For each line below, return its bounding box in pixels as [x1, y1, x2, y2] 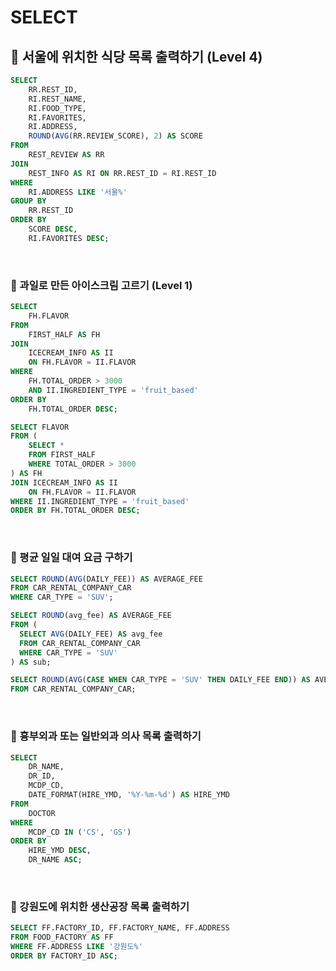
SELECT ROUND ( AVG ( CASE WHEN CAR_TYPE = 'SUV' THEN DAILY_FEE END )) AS [10, 675, 311, 685]
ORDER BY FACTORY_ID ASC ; [10, 951, 118, 961]
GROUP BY [10, 196, 47, 206]
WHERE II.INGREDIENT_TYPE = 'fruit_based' [10, 496, 190, 506]
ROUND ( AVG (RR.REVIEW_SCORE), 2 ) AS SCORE [28, 131, 203, 141]
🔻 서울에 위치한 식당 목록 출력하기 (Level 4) [10, 48, 263, 65]
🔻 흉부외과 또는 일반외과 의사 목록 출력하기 [10, 729, 202, 743]
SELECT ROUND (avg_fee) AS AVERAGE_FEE [10, 611, 172, 621]
